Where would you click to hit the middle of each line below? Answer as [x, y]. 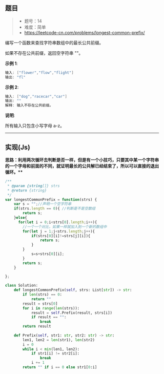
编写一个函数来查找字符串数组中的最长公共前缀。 [54, 42]
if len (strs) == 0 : [42, 294]
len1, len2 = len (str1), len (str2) [59, 340]
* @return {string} [27, 190]
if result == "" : [49, 317]
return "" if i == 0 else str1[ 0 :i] [60, 367]
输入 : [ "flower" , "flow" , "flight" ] [40, 73]
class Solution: [21, 286]
